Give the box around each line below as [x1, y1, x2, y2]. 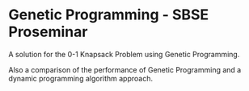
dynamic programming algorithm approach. [8, 73, 154, 83]
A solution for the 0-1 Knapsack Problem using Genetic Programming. [8, 49, 240, 59]
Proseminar [8, 23, 88, 41]
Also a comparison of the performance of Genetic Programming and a [8, 64, 242, 74]
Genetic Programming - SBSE [8, 6, 209, 24]
